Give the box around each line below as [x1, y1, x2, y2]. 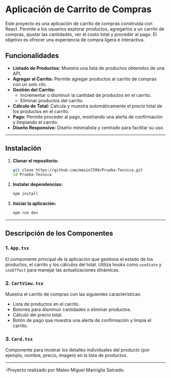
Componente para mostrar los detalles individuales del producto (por [5, 347, 150, 353]
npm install [12, 191, 38, 197]
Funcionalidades [5, 51, 60, 60]
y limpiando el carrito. [12, 119, 59, 125]
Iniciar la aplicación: [12, 200, 56, 207]
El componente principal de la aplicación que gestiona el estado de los [5, 256, 154, 262]
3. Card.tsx [5, 335, 33, 342]
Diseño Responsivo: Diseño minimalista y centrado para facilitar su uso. [12, 124, 164, 130]
